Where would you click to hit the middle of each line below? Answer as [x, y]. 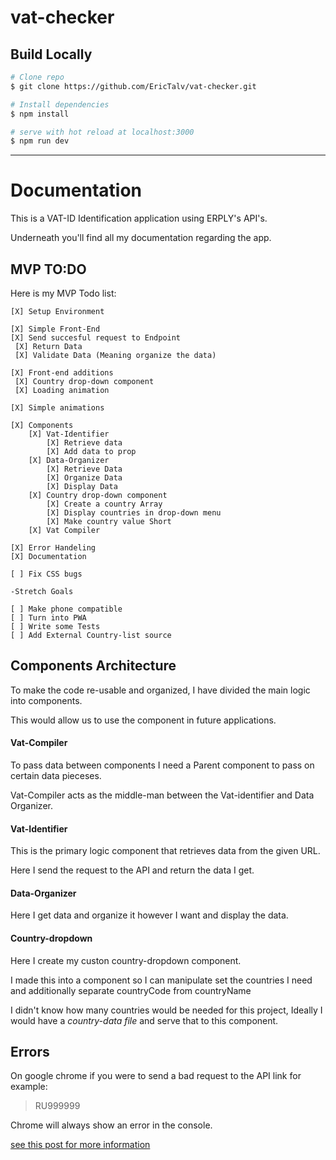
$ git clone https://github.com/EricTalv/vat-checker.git [133, 86]
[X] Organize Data [84, 478]
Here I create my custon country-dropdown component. [126, 960]
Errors [30, 1052]
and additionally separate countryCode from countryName [131, 990]
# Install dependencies [60, 104]
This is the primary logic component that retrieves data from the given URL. [165, 851]
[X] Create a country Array [104, 504]
